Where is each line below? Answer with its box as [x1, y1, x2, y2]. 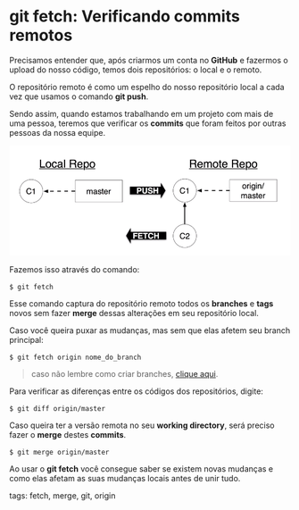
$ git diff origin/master [9, 404, 105, 413]
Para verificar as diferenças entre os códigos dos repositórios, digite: [9, 386, 263, 397]
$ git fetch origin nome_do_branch [9, 353, 142, 362]
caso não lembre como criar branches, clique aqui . [30, 368, 219, 379]
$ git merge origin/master [9, 447, 110, 456]
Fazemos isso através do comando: [9, 263, 140, 274]
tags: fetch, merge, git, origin [9, 489, 116, 501]
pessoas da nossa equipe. [9, 127, 106, 138]
